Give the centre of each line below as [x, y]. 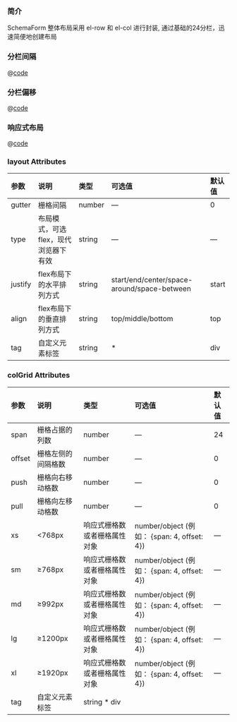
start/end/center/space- [152, 280]
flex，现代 [55, 240]
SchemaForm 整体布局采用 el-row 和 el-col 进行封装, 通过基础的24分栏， [113, 28]
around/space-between [151, 289]
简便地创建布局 [35, 37]
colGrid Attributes [39, 375]
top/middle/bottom [142, 319]
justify [21, 284]
